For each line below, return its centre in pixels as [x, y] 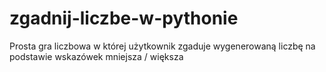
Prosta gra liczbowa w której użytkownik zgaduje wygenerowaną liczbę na [162, 46]
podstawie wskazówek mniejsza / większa [96, 56]
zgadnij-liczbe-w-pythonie [124, 18]
